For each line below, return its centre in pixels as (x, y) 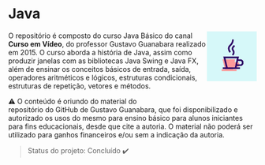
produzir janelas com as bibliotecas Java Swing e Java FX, (103, 61)
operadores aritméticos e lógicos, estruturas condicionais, (103, 77)
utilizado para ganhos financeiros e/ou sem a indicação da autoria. (116, 134)
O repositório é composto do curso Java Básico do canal (101, 36)
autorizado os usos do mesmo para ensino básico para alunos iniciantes (125, 118)
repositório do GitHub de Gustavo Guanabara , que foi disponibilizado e (123, 109)
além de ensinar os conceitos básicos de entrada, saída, (100, 69)
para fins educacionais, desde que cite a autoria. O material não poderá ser (131, 126)
